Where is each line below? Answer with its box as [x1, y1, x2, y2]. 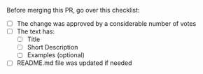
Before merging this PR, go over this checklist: [6, 6, 140, 14]
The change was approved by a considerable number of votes [16, 20, 197, 27]
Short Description [27, 43, 78, 52]
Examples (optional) [27, 51, 85, 59]
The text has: [16, 27, 55, 36]
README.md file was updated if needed [16, 59, 132, 67]
